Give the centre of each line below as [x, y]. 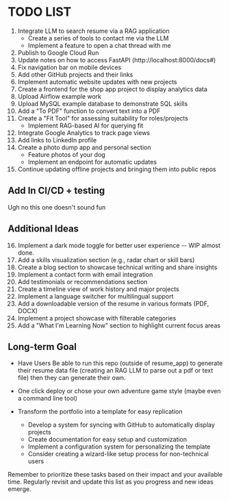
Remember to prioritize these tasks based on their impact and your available [115, 475]
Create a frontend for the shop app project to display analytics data [113, 89]
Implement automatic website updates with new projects [97, 82]
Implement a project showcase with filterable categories [97, 318]
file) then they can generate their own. [72, 378]
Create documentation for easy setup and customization [107, 440]
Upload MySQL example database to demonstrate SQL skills [103, 103]
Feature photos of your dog [66, 154]
